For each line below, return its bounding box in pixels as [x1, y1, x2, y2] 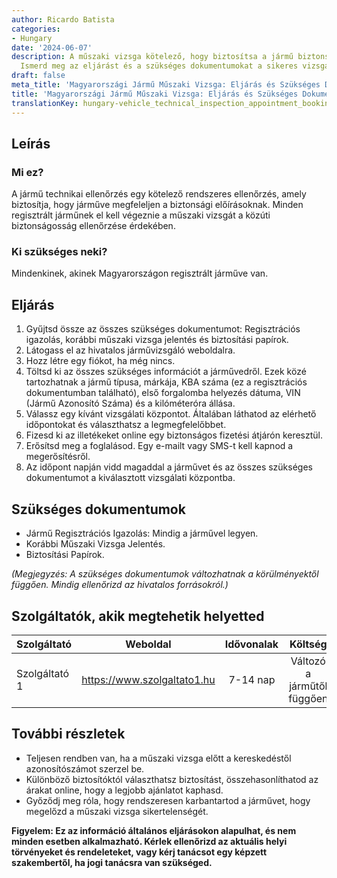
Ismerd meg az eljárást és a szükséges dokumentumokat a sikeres [20, 61, 299, 71]
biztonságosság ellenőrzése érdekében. [11, 220, 176, 232]
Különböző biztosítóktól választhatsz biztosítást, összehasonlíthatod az [25, 773, 319, 785]
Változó [290, 654, 326, 668]
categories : [11, 24, 61, 34]
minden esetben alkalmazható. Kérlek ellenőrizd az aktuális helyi [11, 835, 288, 847]
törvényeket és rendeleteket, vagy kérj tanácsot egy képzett [11, 846, 268, 858]
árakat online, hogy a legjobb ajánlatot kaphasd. [25, 784, 224, 796]
